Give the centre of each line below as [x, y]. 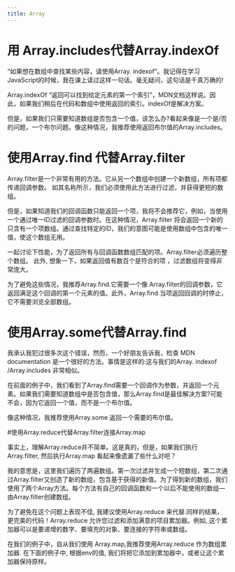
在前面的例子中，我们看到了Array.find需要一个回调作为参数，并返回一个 [110, 386]
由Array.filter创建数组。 [41, 497]
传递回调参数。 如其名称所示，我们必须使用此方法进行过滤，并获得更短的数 [115, 187]
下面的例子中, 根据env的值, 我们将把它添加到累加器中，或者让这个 [124, 553]
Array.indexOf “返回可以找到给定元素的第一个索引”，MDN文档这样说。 [108, 94]
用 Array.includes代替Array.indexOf [113, 50]
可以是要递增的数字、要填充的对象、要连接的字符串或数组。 [105, 529]
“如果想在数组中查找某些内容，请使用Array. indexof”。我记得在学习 [104, 71]
